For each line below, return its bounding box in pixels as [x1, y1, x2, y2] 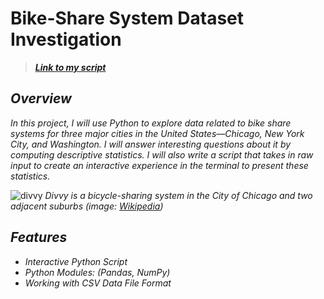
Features [10, 229, 68, 246]
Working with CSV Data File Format [24, 277, 172, 289]
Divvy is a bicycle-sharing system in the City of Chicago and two [44, 189, 313, 201]
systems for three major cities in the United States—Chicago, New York [10, 127, 305, 139]
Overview [10, 90, 72, 107]
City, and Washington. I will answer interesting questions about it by [10, 138, 292, 150]
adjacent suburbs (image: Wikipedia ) [10, 200, 164, 212]
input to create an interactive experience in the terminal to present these [10, 159, 309, 171]
